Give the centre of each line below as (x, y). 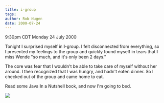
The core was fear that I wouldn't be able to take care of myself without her (81, 66)
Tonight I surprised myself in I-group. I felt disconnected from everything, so (82, 46)
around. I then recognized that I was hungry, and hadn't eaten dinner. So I (79, 72)
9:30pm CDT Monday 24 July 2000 (41, 37)
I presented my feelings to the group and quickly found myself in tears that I (82, 52)
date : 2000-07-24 (23, 23)
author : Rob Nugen (24, 19)
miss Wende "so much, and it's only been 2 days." (56, 57)
